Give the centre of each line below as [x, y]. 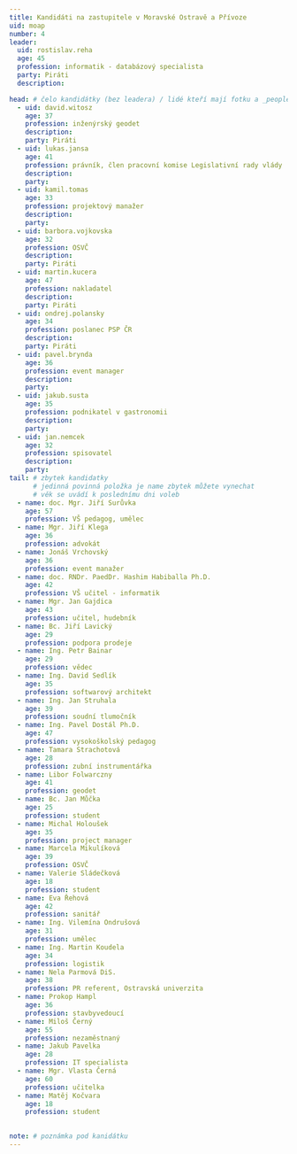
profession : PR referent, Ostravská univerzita [114, 988]
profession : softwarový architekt [88, 692]
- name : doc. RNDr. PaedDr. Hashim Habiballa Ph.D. [114, 577]
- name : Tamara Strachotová [69, 749]
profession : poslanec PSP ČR [79, 330]
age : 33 [39, 198]
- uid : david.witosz [55, 107]
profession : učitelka [65, 1087]
